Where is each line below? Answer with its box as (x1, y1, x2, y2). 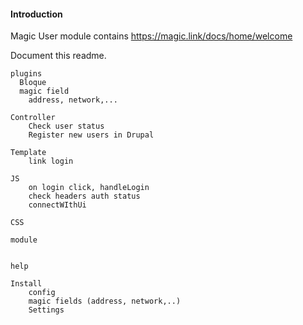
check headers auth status (28, 191, 141, 202)
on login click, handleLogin (28, 183, 150, 193)
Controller (10, 113, 56, 123)
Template (10, 148, 47, 158)
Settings (28, 305, 65, 315)
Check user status (28, 121, 105, 132)
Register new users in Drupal (28, 130, 155, 140)
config (28, 288, 56, 298)
